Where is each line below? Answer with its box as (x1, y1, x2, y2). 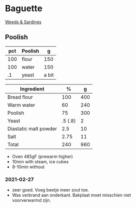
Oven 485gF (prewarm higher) (12, 154, 73, 159)
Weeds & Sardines (5, 19, 42, 25)
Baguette (5, 3, 43, 14)
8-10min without (12, 164, 45, 170)
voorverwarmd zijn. (12, 197, 51, 203)
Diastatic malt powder (7, 125, 57, 132)
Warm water (7, 102, 35, 108)
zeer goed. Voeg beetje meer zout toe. (12, 187, 90, 193)
